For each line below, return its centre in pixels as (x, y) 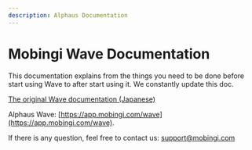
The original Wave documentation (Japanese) (82, 99)
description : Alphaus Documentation (68, 15)
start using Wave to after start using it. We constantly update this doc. (121, 84)
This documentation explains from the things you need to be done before (126, 76)
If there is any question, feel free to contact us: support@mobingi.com (122, 137)
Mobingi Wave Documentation (109, 54)
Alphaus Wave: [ (35, 114)
